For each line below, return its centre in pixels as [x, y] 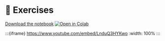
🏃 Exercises [30, 10]
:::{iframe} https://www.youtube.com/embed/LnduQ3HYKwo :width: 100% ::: [83, 33]
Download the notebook [30, 24]
